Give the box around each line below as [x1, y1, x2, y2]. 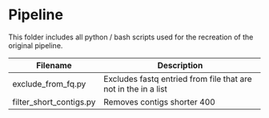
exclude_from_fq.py [12, 78, 86, 89]
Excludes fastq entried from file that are [103, 73, 252, 84]
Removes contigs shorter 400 [103, 96, 216, 108]
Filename [35, 59, 72, 71]
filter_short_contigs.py [12, 96, 96, 108]
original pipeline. [8, 40, 63, 50]
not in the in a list [103, 83, 168, 94]
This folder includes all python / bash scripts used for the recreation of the [8, 32, 254, 42]
